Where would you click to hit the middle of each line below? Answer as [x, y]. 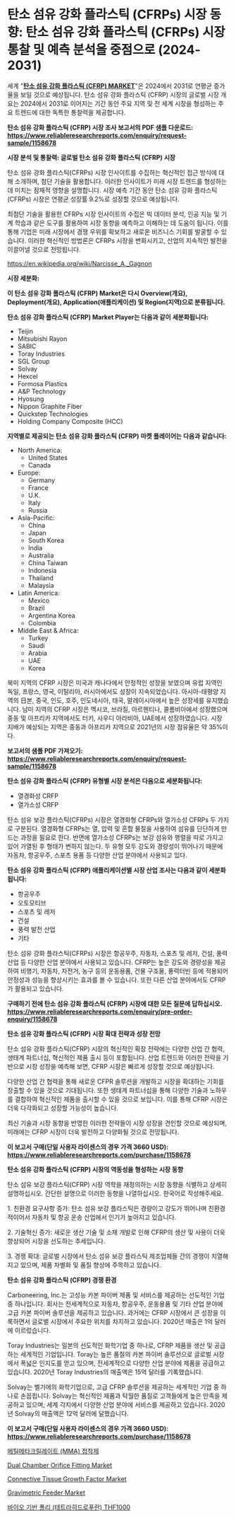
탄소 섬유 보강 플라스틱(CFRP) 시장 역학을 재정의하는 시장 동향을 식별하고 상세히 [117, 1184]
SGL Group [33, 361]
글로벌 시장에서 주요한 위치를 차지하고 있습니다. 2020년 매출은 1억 [122, 1321]
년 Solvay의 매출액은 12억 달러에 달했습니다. [68, 1413]
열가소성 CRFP [38, 804]
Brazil [36, 608]
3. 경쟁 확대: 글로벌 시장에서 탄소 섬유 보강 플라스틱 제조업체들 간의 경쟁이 [108, 1256]
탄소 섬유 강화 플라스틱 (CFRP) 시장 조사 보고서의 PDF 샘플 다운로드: [100, 127]
